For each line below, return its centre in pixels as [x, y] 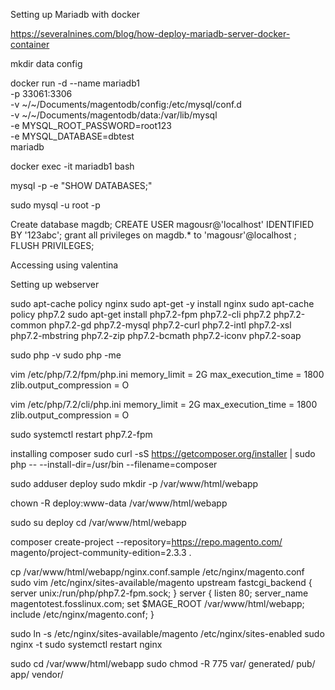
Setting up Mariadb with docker [75, 14]
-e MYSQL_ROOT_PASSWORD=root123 [91, 125]
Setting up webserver [55, 284]
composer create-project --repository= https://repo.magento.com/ [146, 542]
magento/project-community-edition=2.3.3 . [101, 552]
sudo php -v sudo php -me [66, 355]
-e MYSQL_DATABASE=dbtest [72, 136]
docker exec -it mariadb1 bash [72, 166]
